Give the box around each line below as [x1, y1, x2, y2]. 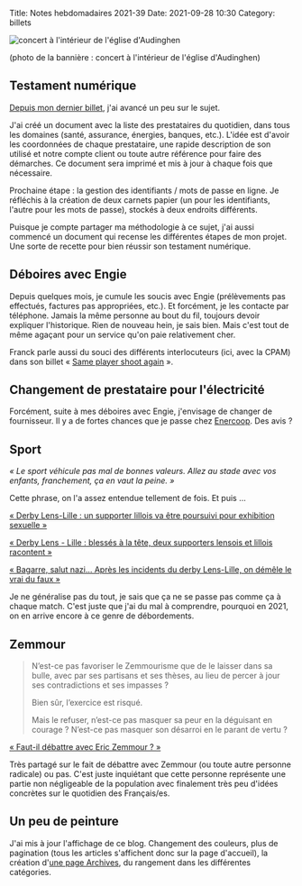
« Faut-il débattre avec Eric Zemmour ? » [9, 742, 161, 753]
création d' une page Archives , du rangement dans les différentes [9, 856, 252, 868]
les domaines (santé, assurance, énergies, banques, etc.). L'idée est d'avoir [9, 129, 290, 140]
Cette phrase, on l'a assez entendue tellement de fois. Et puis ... [9, 493, 246, 504]
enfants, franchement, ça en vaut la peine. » [9, 475, 175, 486]
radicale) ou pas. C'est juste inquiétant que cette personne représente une [9, 769, 287, 780]
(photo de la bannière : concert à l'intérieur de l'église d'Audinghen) [9, 52, 261, 62]
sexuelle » [9, 520, 48, 531]
